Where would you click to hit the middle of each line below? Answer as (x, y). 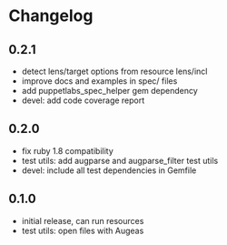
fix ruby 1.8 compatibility (68, 150)
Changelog (51, 16)
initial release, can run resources (83, 220)
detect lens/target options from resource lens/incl (114, 71)
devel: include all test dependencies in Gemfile (109, 170)
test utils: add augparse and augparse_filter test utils (120, 160)
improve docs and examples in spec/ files (99, 81)
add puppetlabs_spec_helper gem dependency (110, 91)
